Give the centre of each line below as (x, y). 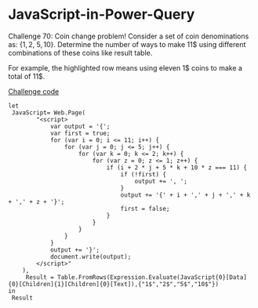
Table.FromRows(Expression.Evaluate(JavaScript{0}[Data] (152, 277)
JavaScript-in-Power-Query (102, 14)
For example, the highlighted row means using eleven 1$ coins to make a (125, 67)
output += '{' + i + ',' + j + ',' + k (185, 195)
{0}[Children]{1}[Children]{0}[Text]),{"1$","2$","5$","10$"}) (114, 284)
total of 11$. (27, 76)
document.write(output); (91, 256)
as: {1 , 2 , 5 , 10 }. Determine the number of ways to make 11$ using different (127, 44)
